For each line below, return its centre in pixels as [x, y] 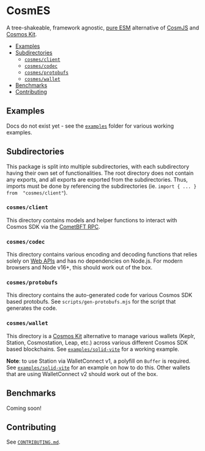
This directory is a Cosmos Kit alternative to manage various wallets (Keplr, [101, 336]
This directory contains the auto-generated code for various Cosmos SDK [99, 295]
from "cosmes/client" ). [37, 192]
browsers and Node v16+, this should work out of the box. [80, 268]
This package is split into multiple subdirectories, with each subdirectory [98, 166]
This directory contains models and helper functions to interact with [92, 220]
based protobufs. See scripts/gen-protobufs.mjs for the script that [91, 302]
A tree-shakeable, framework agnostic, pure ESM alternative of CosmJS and [103, 28]
